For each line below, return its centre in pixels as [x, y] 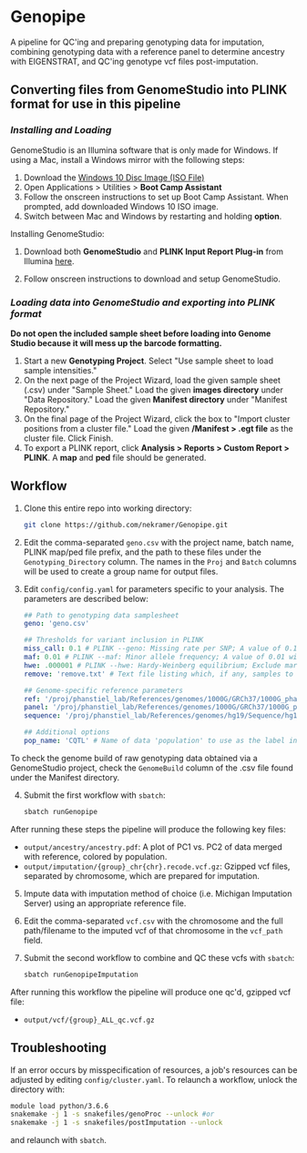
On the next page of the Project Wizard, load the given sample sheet [152, 380]
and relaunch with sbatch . [59, 1140]
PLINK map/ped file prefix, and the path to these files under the [143, 552]
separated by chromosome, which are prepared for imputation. [142, 875]
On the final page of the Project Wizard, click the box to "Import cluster [157, 418]
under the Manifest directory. [65, 777]
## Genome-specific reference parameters [103, 690]
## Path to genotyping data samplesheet [101, 615]
